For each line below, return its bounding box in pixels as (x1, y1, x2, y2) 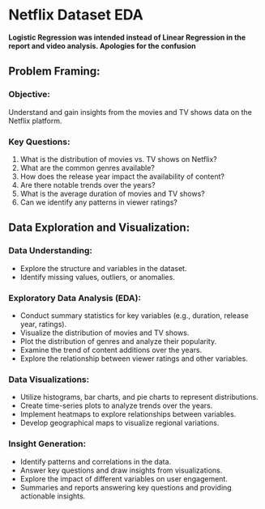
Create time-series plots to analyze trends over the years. (19, 401, 213, 410)
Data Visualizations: (8, 374, 90, 385)
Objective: (8, 89, 50, 100)
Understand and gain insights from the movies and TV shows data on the (8, 107, 253, 117)
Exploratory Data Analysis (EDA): (8, 292, 142, 303)
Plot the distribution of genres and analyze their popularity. (19, 336, 217, 346)
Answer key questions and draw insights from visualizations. (19, 465, 223, 475)
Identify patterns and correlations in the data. (19, 456, 172, 466)
